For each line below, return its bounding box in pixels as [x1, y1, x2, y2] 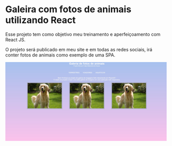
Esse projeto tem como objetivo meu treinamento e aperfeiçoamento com [5, 31, 161, 37]
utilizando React [5, 14, 76, 26]
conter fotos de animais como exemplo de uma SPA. [5, 52, 116, 58]
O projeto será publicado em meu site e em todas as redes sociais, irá [5, 46, 153, 52]
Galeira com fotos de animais [5, 4, 132, 15]
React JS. [5, 37, 26, 43]
